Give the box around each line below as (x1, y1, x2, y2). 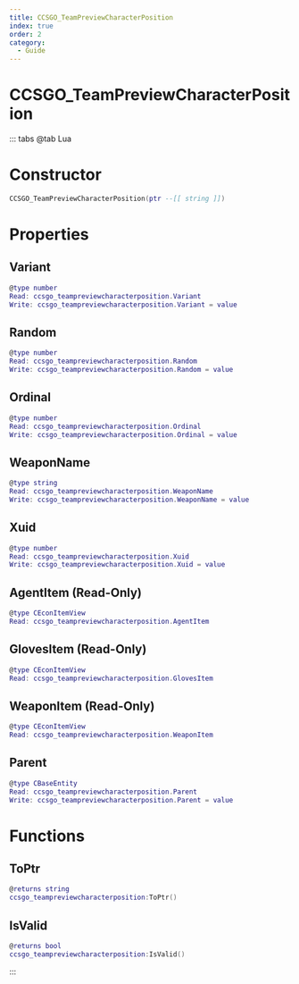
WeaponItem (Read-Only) (9, 698, 155, 713)
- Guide (17, 46, 46, 55)
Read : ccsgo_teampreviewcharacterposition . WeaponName (9, 487, 214, 496)
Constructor (9, 164, 103, 185)
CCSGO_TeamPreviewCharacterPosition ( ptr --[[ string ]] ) (9, 194, 226, 203)
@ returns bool (9, 941, 62, 950)
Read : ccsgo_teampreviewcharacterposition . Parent (9, 787, 198, 796)
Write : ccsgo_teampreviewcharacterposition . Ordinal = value (9, 430, 238, 439)
